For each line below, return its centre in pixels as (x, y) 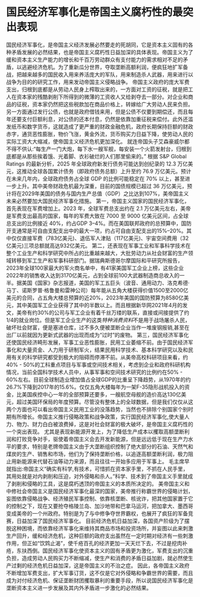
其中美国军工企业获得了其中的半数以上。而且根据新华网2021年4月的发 (102, 305)
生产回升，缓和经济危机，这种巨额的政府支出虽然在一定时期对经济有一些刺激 (100, 536)
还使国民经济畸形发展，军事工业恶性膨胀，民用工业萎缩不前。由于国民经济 (97, 342)
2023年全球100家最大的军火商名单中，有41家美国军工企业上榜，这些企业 (95, 268)
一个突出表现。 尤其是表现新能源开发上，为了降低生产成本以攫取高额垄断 (95, 432)
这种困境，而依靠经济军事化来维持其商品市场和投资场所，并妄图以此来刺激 (102, 528)
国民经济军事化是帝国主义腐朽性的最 (95, 12)
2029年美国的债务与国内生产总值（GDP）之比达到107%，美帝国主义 (105, 193)
